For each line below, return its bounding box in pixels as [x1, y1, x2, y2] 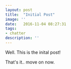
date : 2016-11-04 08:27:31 [5, 21, 66, 27]
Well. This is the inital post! [5, 49, 61, 55]
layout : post [5, 7, 33, 13]
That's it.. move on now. [5, 59, 55, 65]
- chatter [5, 31, 26, 36]
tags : [5, 26, 17, 31]
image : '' [5, 17, 26, 22]
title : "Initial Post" [5, 12, 55, 17]
